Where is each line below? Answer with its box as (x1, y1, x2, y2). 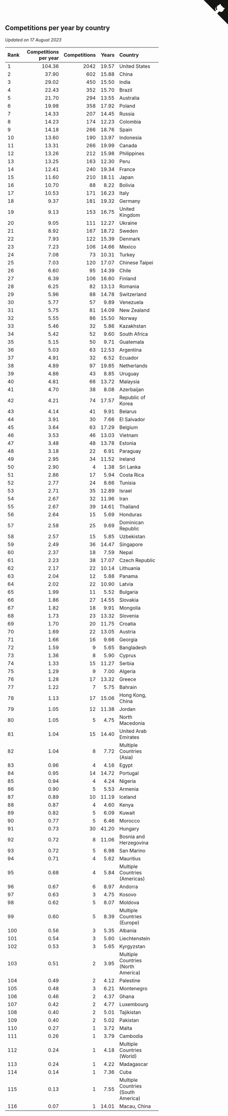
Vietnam (119, 432, 139, 439)
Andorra (119, 883, 138, 890)
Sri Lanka (119, 464, 141, 470)
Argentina (119, 346, 142, 353)
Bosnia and (119, 833, 145, 840)
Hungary (119, 825, 140, 832)
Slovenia (119, 612, 139, 619)
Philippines (119, 150, 145, 157)
